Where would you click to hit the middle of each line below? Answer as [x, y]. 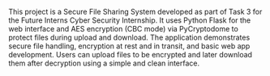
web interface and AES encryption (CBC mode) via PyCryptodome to [124, 29]
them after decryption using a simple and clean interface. [104, 63]
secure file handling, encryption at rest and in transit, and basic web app [129, 46]
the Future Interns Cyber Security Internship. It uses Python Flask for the [130, 20]
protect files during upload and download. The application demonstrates [129, 37]
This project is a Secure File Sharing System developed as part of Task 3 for [135, 12]
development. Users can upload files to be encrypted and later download [131, 55]
